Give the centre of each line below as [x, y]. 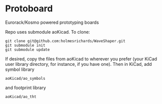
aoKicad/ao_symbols [25, 78]
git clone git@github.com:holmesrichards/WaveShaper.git [65, 41]
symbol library [20, 69]
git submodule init [25, 45]
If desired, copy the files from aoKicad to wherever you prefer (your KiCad [81, 59]
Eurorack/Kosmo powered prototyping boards [52, 22]
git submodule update [28, 50]
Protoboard [29, 9]
